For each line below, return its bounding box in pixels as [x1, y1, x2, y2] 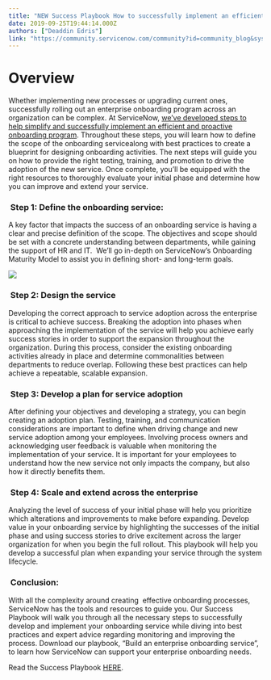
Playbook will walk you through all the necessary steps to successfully [8, 612, 243, 622]
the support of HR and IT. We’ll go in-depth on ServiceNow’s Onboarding [8, 246, 252, 255]
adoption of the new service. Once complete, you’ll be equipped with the [8, 165, 251, 174]
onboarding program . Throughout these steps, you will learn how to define [8, 130, 256, 140]
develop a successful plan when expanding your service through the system [8, 548, 262, 558]
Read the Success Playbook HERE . [8, 662, 123, 672]
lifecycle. [8, 556, 39, 566]
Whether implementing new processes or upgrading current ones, [8, 96, 228, 106]
